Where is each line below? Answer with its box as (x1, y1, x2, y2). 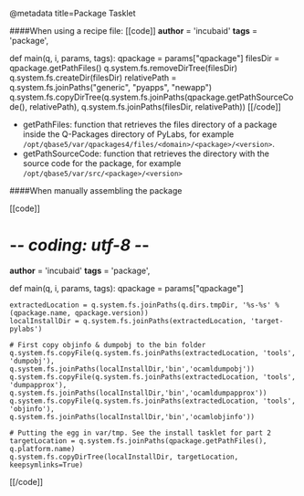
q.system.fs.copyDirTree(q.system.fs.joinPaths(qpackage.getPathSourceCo (9, 91, 294, 102)
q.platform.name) (9, 444, 76, 453)
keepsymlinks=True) (9, 460, 84, 470)
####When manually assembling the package (9, 185, 183, 195)
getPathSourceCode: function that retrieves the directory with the (22, 148, 269, 159)
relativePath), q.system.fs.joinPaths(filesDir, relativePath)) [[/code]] (28, 101, 281, 112)
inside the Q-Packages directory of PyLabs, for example (22, 129, 235, 140)
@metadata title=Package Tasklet (9, 8, 136, 18)
